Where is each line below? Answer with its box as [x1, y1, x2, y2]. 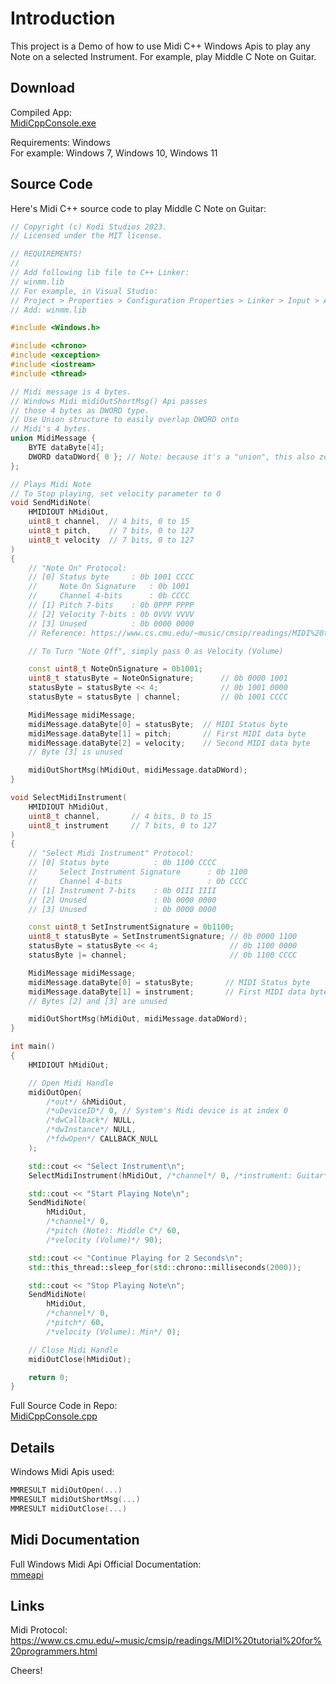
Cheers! [10, 1665, 43, 1677]
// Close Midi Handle [28, 1345, 118, 1355]
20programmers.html [10, 1645, 98, 1657]
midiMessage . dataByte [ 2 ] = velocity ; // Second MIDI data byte [28, 738, 311, 748]
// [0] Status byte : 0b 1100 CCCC [28, 858, 217, 868]
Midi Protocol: [10, 1624, 68, 1636]
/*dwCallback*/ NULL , [46, 1115, 137, 1126]
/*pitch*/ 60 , [46, 1318, 105, 1328]
